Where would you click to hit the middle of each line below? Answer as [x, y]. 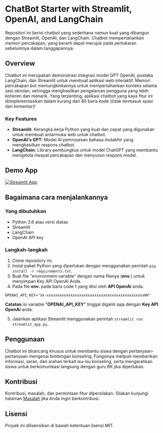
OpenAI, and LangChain [54, 19]
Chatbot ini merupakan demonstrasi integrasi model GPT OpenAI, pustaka [79, 75]
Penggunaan [25, 339]
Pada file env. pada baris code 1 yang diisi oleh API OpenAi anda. [78, 286]
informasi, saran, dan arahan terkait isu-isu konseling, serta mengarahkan [79, 361]
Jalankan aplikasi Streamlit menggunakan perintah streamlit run [77, 319]
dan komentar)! [20, 106]
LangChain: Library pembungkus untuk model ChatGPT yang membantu [85, 150]
